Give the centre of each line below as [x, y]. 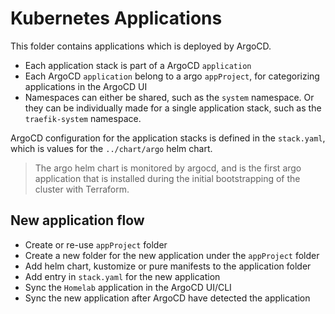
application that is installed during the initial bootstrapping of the [167, 178]
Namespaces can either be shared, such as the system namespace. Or [169, 97]
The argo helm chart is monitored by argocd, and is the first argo [168, 168]
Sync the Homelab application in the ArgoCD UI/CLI [128, 287]
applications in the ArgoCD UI [86, 86]
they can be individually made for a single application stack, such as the [173, 108]
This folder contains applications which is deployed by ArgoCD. [141, 46]
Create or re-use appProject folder [96, 244]
